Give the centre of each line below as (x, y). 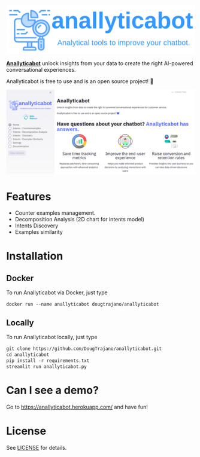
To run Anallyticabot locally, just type (52, 337)
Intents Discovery (37, 226)
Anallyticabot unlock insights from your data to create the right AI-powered (100, 63)
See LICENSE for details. (37, 447)
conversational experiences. (41, 69)
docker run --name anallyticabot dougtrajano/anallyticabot (83, 304)
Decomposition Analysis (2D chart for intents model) (80, 220)
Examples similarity (39, 232)
